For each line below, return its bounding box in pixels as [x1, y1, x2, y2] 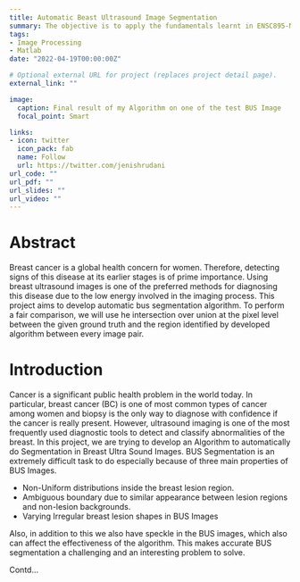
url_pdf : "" [9, 178, 54, 187]
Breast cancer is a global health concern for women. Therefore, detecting [9, 262, 279, 273]
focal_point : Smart [17, 112, 90, 121]
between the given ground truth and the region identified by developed [9, 319, 271, 330]
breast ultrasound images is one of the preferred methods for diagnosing [9, 281, 279, 292]
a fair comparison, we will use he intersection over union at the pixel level [9, 310, 279, 320]
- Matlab [9, 46, 42, 55]
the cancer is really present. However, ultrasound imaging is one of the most [9, 418, 290, 428]
